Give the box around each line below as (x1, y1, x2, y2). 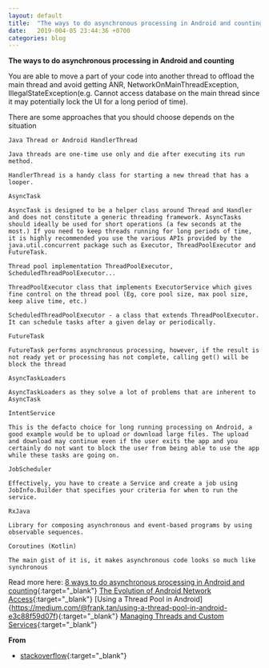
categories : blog (8, 34, 66, 42)
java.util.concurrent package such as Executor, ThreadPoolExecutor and (8, 242, 256, 250)
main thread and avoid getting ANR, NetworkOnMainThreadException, (8, 80, 239, 90)
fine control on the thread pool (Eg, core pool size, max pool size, (8, 290, 249, 298)
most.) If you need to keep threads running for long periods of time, (8, 227, 252, 236)
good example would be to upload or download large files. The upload (8, 430, 249, 438)
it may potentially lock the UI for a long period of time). (8, 97, 188, 106)
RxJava (8, 507, 30, 516)
